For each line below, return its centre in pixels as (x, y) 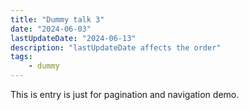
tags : (21, 57)
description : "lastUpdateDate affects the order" (116, 47)
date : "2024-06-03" (51, 29)
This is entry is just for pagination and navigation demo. (125, 94)
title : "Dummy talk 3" (57, 19)
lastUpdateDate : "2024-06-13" (73, 38)
